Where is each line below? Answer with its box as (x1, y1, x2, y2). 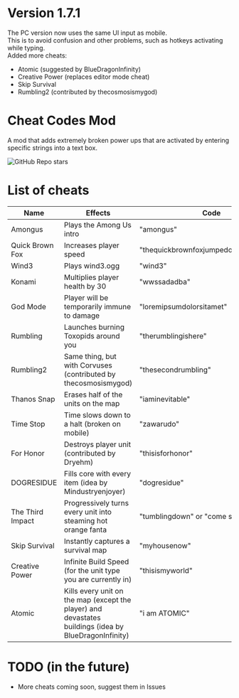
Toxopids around (63, 331, 120, 340)
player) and (63, 603, 102, 613)
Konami (11, 276, 37, 286)
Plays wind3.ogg (63, 261, 119, 271)
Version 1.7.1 (7, 5, 81, 21)
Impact (11, 515, 34, 525)
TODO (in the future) (7, 659, 130, 675)
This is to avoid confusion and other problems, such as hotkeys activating (7, 36, 223, 44)
